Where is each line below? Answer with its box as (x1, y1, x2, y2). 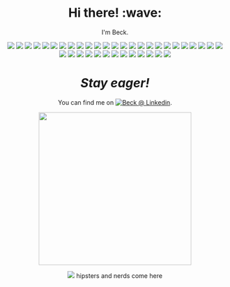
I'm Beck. (101, 28, 129, 36)
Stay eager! (80, 75, 150, 91)
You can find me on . (58, 98, 172, 106)
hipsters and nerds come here (76, 271, 163, 280)
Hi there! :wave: (68, 5, 162, 21)
